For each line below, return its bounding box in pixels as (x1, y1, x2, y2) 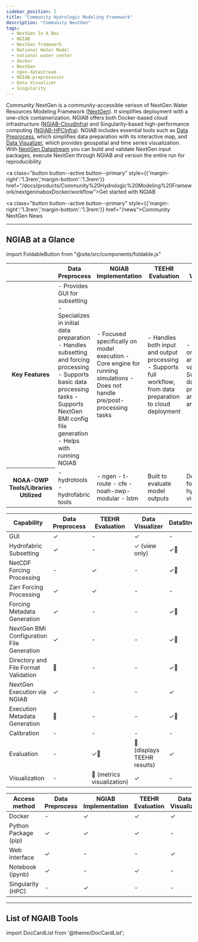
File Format (9, 663, 40, 671)
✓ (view (134, 541, 157, 550)
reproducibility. (6, 157, 43, 165)
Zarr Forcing (9, 583, 44, 591)
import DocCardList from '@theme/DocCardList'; (6, 929, 125, 936)
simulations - (96, 374, 134, 382)
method (12, 802, 35, 810)
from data (147, 385, 175, 393)
